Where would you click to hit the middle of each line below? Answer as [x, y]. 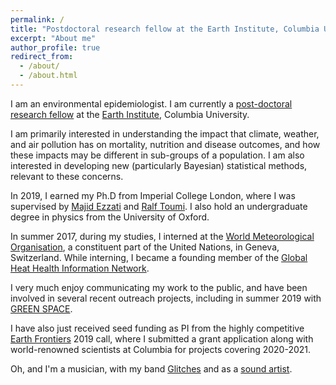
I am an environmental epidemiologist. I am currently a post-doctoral [151, 103]
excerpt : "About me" [53, 38]
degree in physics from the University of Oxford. [110, 217]
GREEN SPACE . [41, 308]
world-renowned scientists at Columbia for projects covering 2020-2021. [161, 349]
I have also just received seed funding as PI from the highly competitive [157, 328]
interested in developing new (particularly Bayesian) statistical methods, [159, 165]
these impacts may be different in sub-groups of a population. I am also [157, 155]
